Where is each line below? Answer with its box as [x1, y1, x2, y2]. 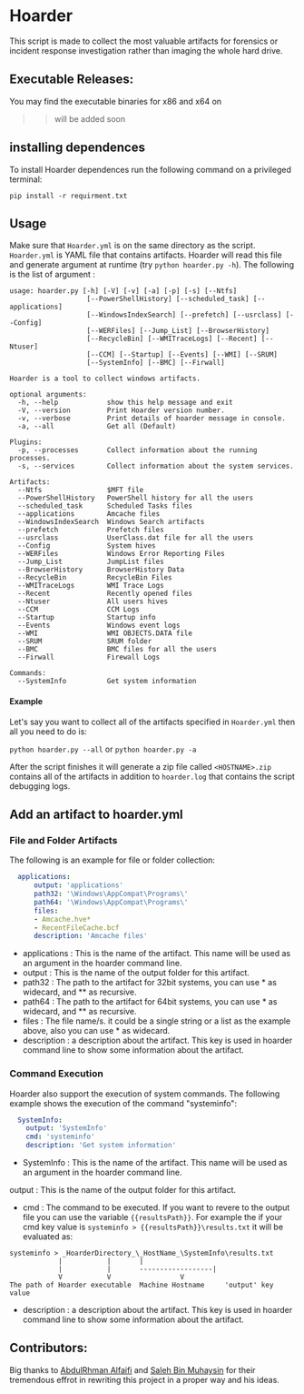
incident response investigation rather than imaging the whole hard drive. [9, 45, 283, 56]
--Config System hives [17, 541, 156, 551]
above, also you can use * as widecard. [22, 1025, 171, 1036]
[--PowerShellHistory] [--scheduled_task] [86, 295, 250, 304]
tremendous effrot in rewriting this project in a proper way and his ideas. [9, 1374, 279, 1385]
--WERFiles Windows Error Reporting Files [17, 550, 225, 559]
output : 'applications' [33, 881, 124, 890]
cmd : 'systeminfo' [25, 1132, 95, 1142]
